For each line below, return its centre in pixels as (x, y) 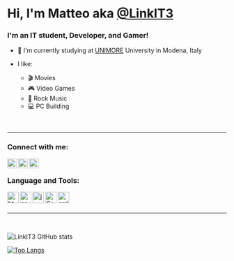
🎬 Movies (41, 78)
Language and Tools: (44, 180)
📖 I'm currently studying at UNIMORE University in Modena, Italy (109, 50)
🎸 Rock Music (47, 98)
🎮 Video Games (51, 89)
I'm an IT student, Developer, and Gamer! (78, 36)
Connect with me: (38, 147)
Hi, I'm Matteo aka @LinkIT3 (91, 14)
